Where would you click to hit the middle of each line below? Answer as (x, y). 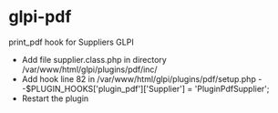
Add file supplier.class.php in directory (94, 59)
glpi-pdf (40, 17)
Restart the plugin (55, 98)
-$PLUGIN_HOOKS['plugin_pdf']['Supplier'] (103, 88)
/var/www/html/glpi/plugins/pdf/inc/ (89, 69)
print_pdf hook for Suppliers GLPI (71, 42)
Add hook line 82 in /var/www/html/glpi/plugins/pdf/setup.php (139, 78)
